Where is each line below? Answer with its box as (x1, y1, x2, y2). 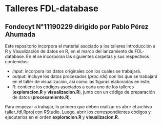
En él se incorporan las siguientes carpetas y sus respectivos (26, 53, 150, 59)
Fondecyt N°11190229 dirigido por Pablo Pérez (5, 23, 149, 31)
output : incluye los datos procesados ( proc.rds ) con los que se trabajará (12, 74, 158, 79)
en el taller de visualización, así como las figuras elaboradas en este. (12, 79, 151, 84)
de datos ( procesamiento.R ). (12, 94, 71, 100)
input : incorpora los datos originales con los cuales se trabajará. (12, 68, 142, 74)
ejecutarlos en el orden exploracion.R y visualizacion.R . (5, 114, 120, 120)
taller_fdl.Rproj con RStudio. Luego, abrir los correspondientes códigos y (5, 109, 151, 115)
